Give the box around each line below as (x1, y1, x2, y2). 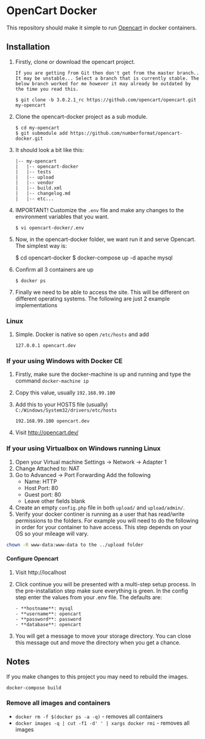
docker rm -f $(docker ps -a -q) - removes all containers (15, 713, 163, 720)
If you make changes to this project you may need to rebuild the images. (6, 673, 188, 680)
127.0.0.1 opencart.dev (15, 343, 76, 349)
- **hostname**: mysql (15, 605, 73, 611)
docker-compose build (6, 684, 62, 691)
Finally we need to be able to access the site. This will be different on (15, 288, 190, 296)
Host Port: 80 (24, 484, 59, 491)
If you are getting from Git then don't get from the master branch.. (15, 70, 199, 76)
